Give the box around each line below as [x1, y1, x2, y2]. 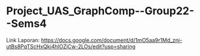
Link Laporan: [6, 36, 40, 43]
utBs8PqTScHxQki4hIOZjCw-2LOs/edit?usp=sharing [6, 43, 136, 50]
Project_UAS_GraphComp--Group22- [6, 4, 195, 18]
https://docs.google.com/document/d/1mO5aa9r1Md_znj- [41, 36, 183, 43]
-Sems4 [6, 17, 47, 30]
